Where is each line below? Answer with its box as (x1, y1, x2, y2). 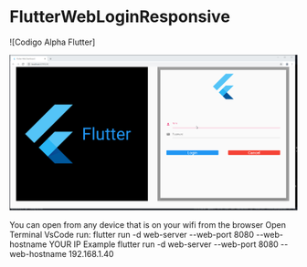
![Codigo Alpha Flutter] (9, 36, 96, 47)
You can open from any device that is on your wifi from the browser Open (9, 220, 286, 231)
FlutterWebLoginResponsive (9, 6, 231, 27)
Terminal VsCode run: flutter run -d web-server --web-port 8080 (9, 230, 254, 241)
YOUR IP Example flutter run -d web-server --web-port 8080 (48, 239, 279, 250)
